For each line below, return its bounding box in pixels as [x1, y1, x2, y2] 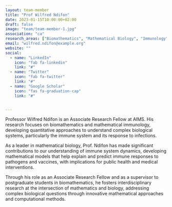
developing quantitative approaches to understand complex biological [5, 127, 153, 133]
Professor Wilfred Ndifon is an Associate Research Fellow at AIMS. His [5, 116, 154, 122]
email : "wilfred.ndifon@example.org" [5, 41, 86, 46]
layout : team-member [5, 7, 50, 13]
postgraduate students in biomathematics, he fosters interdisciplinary [5, 180, 152, 186]
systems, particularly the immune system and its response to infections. [5, 133, 157, 139]
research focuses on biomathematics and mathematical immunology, [5, 121, 151, 128]
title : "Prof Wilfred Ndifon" [5, 12, 70, 17]
